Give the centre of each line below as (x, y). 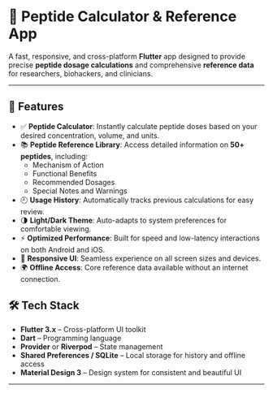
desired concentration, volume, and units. (90, 135)
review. (32, 211)
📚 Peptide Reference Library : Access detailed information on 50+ (132, 145)
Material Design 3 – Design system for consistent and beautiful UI (131, 372)
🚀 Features (36, 107)
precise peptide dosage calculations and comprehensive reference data (131, 65)
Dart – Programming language (71, 338)
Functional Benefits (65, 173)
